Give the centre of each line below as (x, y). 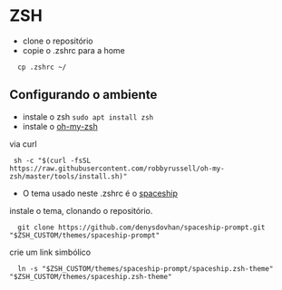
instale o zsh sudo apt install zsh (88, 116)
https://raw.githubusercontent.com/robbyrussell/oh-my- (117, 169)
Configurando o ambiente (83, 95)
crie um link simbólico (50, 252)
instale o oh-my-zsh (60, 126)
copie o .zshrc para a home (73, 50)
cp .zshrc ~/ (42, 67)
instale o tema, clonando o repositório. (81, 210)
